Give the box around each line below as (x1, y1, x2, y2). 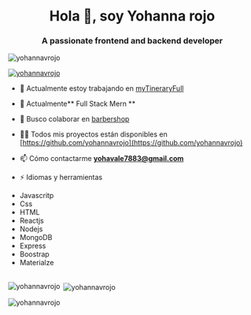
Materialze (19, 258, 54, 268)
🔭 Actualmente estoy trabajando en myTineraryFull (19, 84, 184, 93)
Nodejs (19, 224, 43, 234)
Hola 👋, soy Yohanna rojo (49, 7, 216, 25)
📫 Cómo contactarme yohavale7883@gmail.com (19, 154, 184, 163)
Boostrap (19, 249, 50, 259)
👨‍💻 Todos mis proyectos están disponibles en (19, 129, 168, 139)
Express (19, 241, 46, 251)
